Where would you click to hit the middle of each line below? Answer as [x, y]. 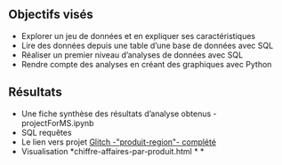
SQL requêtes [46, 132]
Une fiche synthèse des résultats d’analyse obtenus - [119, 114]
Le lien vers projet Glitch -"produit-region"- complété [119, 142]
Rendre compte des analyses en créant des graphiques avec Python [146, 64]
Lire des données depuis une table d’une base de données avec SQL [147, 45]
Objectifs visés [51, 15]
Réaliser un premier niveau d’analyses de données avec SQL [132, 55]
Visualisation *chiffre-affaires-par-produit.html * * [113, 151]
